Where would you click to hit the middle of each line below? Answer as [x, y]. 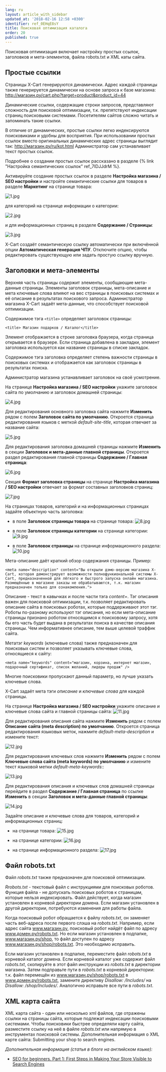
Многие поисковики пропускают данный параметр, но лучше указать [79, 676]
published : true [22, 38]
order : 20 [15, 33]
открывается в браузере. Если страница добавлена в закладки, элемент [82, 342]
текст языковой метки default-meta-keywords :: [55, 767]
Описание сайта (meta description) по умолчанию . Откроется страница [83, 726]
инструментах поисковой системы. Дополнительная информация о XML [82, 1034]
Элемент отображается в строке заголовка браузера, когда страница [79, 337]
